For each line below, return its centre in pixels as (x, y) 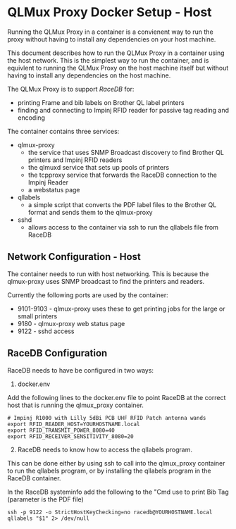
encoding (31, 118)
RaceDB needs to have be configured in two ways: (80, 370)
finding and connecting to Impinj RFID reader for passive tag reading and (123, 110)
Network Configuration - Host (74, 257)
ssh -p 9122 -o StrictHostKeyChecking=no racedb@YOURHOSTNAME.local (110, 512)
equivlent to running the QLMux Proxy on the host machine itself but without (118, 68)
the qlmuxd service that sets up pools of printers (99, 167)
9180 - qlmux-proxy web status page (71, 323)
